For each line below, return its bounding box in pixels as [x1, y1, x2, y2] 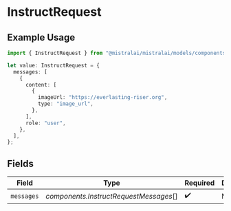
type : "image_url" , [37, 100, 94, 107]
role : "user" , [25, 120, 67, 126]
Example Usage [7, 32, 76, 43]
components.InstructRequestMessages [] [45, 191, 178, 201]
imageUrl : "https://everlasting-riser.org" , [37, 94, 168, 101]
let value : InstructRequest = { [7, 62, 100, 69]
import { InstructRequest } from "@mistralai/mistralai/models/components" [7, 49, 229, 56]
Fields [7, 157, 34, 169]
